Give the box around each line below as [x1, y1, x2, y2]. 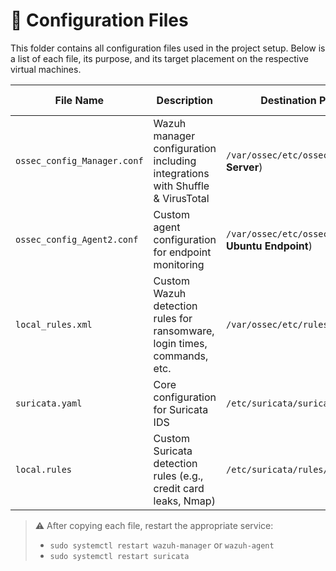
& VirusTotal [153, 191, 210, 205]
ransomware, [153, 324, 215, 338]
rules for [153, 311, 193, 325]
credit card [153, 481, 205, 495]
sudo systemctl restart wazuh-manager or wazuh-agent [49, 539, 275, 551]
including [153, 154, 197, 168]
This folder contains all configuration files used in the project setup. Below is [10, 42, 326, 54]
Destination [260, 93, 317, 107]
